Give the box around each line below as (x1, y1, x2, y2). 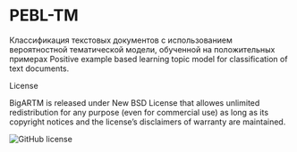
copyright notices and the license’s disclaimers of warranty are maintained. (9, 116, 286, 127)
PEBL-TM (9, 5, 79, 26)
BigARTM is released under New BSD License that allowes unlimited (9, 97, 260, 108)
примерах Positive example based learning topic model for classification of (9, 53, 288, 64)
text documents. (9, 63, 70, 74)
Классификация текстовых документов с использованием (9, 35, 233, 45)
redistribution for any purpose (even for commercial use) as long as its (9, 107, 269, 117)
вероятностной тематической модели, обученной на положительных (9, 44, 276, 54)
